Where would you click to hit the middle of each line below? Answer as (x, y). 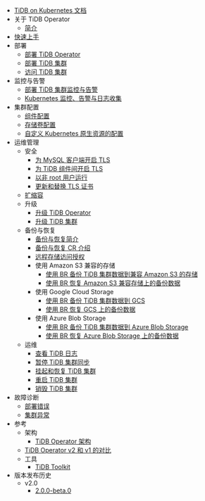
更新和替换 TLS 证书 (64, 186)
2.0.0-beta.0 (53, 490)
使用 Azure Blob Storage (70, 318)
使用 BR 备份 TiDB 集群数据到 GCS (95, 300)
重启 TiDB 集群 (56, 380)
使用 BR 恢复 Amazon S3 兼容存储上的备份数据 (113, 283)
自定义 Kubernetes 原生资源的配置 (74, 133)
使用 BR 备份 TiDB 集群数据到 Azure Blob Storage (117, 327)
